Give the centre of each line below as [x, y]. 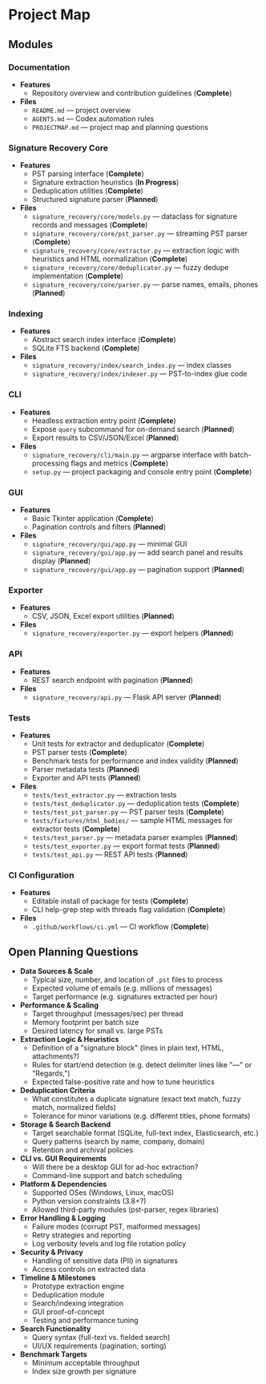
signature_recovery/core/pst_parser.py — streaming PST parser [140, 233]
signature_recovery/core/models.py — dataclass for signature [135, 216]
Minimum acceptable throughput [86, 1363]
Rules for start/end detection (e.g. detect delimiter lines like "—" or [142, 1065]
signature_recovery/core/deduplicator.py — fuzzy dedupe [130, 268]
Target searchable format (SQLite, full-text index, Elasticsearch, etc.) [145, 1133]
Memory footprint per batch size [85, 1023]
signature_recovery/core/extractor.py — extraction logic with [135, 251]
